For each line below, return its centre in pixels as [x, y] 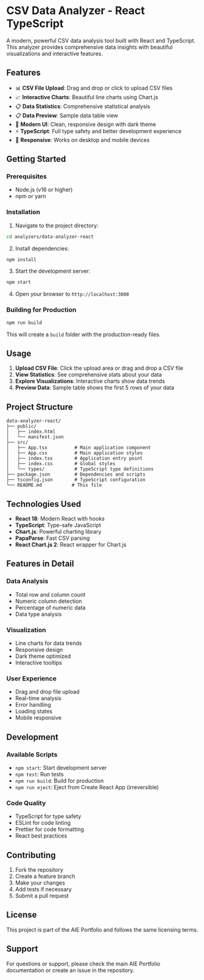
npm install [21, 260]
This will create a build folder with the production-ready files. [84, 334]
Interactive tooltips [38, 662]
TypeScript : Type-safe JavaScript [58, 525]
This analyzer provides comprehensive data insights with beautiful [90, 47]
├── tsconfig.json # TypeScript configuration [76, 480]
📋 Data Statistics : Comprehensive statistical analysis [83, 106]
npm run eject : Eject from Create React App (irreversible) [87, 787]
